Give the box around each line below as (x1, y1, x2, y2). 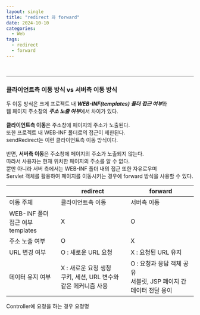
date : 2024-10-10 (6, 20, 49, 26)
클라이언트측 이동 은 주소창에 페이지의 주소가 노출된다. (6, 122, 130, 129)
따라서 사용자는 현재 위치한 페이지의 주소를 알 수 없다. (6, 157, 130, 165)
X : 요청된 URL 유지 (130, 248, 182, 257)
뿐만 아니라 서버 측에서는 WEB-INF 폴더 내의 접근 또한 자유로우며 (6, 165, 157, 172)
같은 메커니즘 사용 (60, 282, 108, 290)
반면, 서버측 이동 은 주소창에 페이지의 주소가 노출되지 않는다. (6, 150, 144, 157)
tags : (6, 36, 20, 42)
